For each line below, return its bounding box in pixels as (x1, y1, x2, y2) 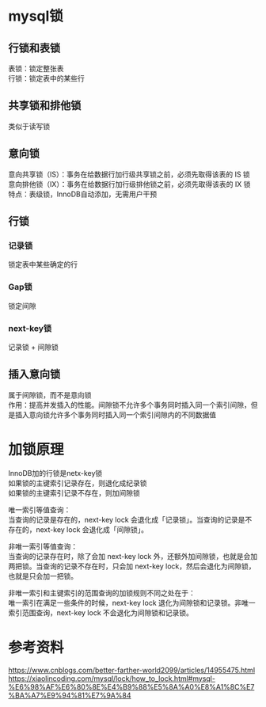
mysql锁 (8, 7, 63, 25)
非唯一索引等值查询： (8, 542, 78, 551)
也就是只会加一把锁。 (8, 571, 78, 580)
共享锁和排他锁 (8, 99, 82, 112)
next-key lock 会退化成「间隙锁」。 (35, 524, 149, 534)
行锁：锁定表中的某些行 (8, 74, 85, 83)
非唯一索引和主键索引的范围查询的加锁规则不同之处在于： (8, 587, 196, 598)
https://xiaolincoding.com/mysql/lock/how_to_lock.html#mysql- (8, 674, 216, 683)
